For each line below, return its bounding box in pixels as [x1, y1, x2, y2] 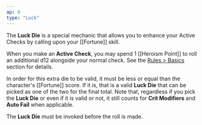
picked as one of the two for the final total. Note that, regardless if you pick [6, 88, 196, 95]
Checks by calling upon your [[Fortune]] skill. [6, 38, 121, 45]
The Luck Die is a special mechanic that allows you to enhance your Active [6, 31, 195, 39]
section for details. [6, 63, 53, 70]
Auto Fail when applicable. [6, 100, 74, 108]
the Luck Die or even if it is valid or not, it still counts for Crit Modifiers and [6, 94, 196, 102]
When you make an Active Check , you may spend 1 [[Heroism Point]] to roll [6, 50, 197, 57]
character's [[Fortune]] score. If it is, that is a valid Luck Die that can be [6, 81, 187, 89]
